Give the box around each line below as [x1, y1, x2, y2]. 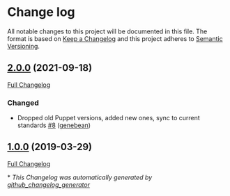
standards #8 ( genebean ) [17, 121, 91, 129]
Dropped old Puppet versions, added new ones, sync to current [17, 114, 200, 122]
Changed [7, 98, 40, 108]
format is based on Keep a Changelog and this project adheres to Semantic [7, 34, 223, 42]
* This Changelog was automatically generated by [7, 173, 153, 181]
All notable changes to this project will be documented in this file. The [7, 27, 208, 35]
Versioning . [7, 42, 40, 50]
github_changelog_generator [7, 180, 91, 188]
